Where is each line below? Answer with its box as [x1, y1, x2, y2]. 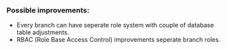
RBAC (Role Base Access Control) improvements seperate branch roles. [16, 36, 221, 44]
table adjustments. [16, 28, 70, 36]
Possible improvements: [6, 5, 90, 15]
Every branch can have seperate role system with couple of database [16, 21, 215, 29]
